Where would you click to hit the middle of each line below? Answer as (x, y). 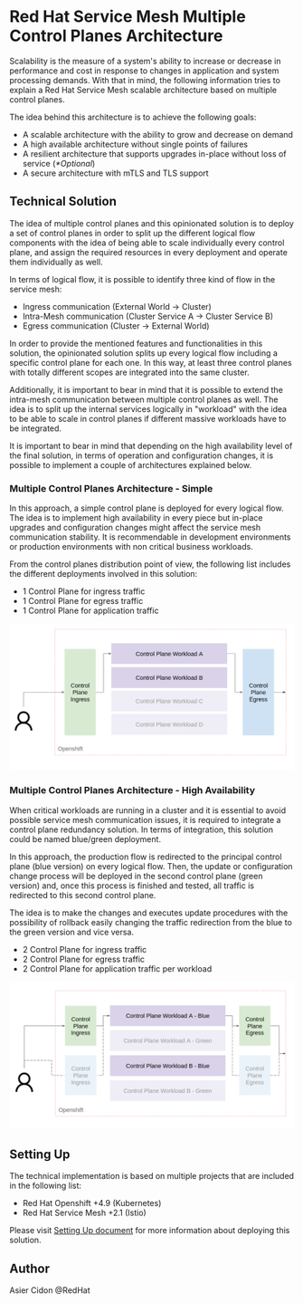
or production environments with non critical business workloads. (131, 547)
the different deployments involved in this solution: (104, 574)
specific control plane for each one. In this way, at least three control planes (151, 362)
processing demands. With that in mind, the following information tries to (145, 80)
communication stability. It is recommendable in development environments (150, 537)
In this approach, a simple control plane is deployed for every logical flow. (147, 508)
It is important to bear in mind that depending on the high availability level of (151, 446)
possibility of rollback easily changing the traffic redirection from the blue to (151, 922)
